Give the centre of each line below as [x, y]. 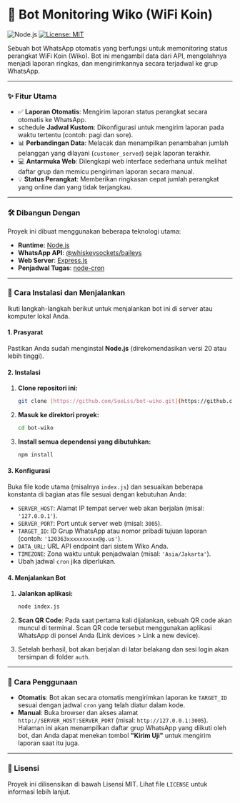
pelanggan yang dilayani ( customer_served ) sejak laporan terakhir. [114, 154]
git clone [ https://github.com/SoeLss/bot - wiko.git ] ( [99, 401]
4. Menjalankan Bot [37, 577]
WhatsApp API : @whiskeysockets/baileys [80, 252]
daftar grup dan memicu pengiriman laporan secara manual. [106, 171]
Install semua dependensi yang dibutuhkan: [84, 442]
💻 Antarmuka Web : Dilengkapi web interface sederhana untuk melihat [122, 161]
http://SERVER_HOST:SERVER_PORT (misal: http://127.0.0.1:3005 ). [113, 720]
